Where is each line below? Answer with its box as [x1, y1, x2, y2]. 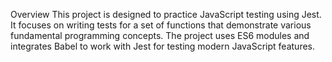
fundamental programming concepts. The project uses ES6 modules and [10, 30, 310, 41]
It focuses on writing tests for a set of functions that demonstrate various [10, 19, 312, 31]
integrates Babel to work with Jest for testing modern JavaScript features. [10, 40, 316, 52]
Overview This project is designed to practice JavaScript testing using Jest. [10, 9, 322, 20]
